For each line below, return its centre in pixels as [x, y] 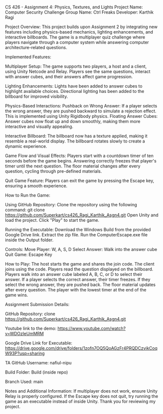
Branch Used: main [24, 382]
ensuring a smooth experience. [36, 186]
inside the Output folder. [29, 240]
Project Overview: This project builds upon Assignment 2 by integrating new [81, 27]
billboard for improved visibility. [36, 96]
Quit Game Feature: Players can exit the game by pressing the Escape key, [80, 180]
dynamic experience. [26, 146]
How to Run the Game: [27, 195]
